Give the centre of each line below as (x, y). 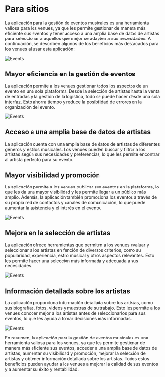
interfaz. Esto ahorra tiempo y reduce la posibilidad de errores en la (73, 102)
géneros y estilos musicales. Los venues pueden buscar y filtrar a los (75, 149)
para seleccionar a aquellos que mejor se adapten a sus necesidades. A (78, 38)
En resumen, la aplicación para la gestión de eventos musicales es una (77, 338)
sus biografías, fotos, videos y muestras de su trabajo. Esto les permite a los (82, 308)
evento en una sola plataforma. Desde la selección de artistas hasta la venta (82, 91)
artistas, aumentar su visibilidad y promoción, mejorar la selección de (76, 353)
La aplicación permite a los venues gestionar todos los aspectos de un (77, 86)
